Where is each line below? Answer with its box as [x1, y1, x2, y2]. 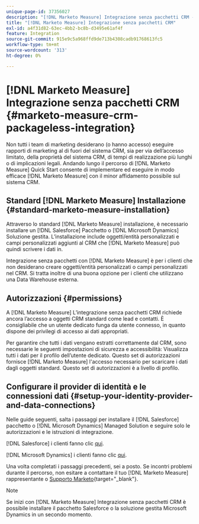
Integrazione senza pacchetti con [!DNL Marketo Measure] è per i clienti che [6, 257, 193, 264]
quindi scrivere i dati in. [6, 246, 63, 253]
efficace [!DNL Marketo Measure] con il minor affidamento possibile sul [6, 172, 181, 179]
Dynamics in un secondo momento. [6, 511, 93, 518]
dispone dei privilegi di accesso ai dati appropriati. [6, 328, 129, 335]
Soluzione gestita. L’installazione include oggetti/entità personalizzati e [6, 233, 179, 240]
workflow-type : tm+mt [6, 42, 60, 48]
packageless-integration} [6, 121, 136, 134]
